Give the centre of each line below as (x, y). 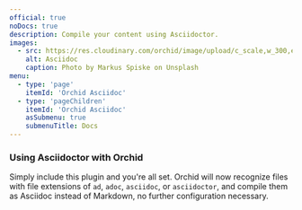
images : (24, 43)
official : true (38, 17)
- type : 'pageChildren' (62, 101)
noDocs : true (34, 26)
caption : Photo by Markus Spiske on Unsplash (112, 68)
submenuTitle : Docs (62, 127)
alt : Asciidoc (52, 59)
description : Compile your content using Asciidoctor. (114, 34)
